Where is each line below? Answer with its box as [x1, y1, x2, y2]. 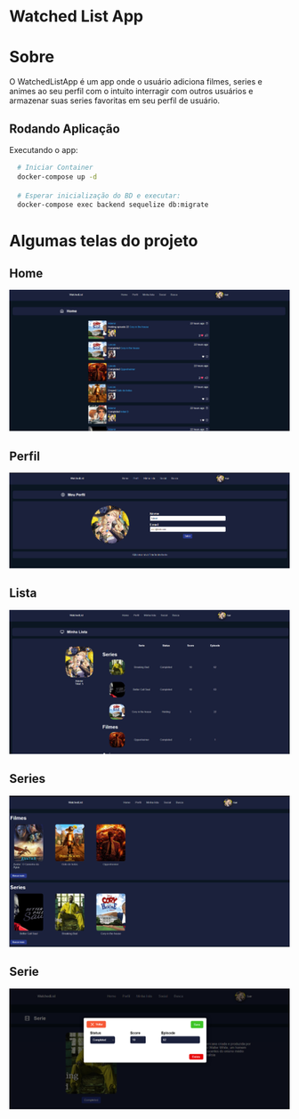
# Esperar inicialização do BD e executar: [17, 191, 181, 200]
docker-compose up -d [17, 172, 98, 181]
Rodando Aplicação [9, 121, 120, 136]
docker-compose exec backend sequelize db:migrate [17, 200, 209, 210]
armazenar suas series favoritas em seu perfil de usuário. [9, 95, 221, 106]
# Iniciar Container [17, 163, 93, 172]
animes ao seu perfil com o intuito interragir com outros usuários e [9, 86, 254, 97]
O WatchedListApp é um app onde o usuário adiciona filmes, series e [9, 76, 263, 87]
